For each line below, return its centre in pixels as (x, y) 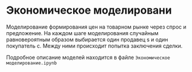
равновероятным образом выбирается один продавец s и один (87, 39)
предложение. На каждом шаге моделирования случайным (82, 33)
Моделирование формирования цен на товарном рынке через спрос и (96, 27)
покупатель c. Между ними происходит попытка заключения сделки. (95, 46)
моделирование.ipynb (32, 63)
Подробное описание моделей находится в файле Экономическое (88, 57)
